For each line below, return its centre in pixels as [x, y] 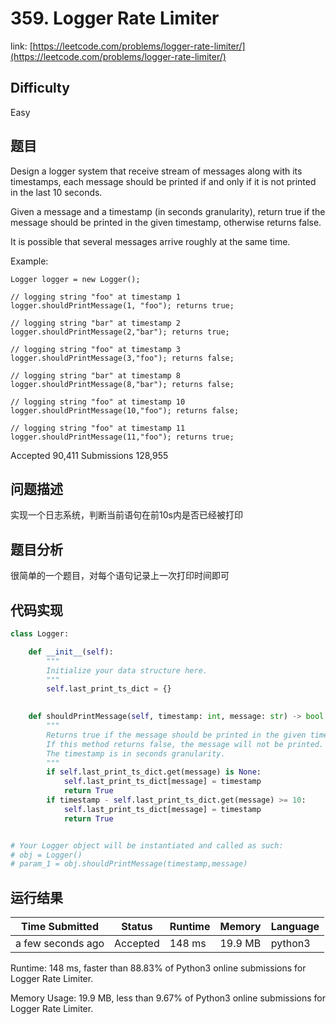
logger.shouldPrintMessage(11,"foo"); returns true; [122, 437]
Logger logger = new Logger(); [75, 279]
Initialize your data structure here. [127, 670]
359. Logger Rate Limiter [115, 18]
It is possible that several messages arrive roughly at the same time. [150, 241]
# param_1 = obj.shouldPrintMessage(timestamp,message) [129, 864]
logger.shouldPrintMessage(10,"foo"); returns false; [125, 410]
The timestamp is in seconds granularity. [136, 753]
